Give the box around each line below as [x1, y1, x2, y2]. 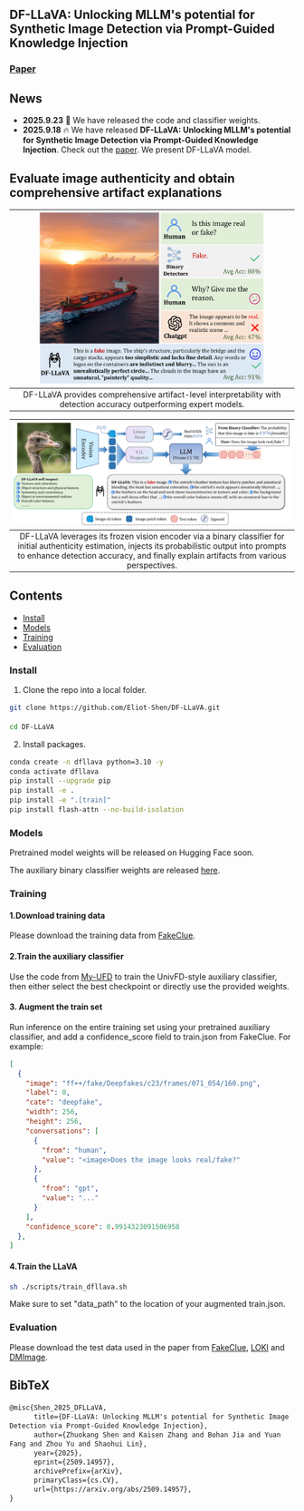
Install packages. [22, 738, 86, 749]
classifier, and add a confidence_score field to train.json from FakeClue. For [9, 1031, 291, 1042]
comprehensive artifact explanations [9, 185, 223, 200]
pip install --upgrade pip [9, 776, 111, 785]
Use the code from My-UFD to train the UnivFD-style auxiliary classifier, [9, 970, 278, 982]
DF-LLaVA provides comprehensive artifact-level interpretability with [23, 389, 281, 400]
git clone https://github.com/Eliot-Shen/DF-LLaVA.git [9, 703, 221, 713]
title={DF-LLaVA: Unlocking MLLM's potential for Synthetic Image [33, 1412, 290, 1421]
